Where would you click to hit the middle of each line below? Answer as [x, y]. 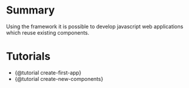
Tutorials [28, 57]
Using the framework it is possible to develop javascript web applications [95, 26]
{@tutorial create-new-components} [59, 79]
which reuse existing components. [48, 32]
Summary [30, 10]
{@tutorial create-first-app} [48, 72]
